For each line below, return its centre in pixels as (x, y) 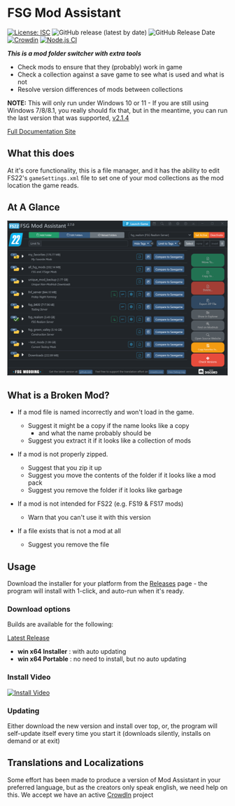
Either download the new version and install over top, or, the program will (113, 726)
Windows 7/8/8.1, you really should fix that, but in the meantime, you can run (117, 110)
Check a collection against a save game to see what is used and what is (121, 74)
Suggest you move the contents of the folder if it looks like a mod (122, 476)
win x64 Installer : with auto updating (72, 652)
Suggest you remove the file (69, 544)
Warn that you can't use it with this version (90, 518)
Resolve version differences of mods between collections (100, 89)
